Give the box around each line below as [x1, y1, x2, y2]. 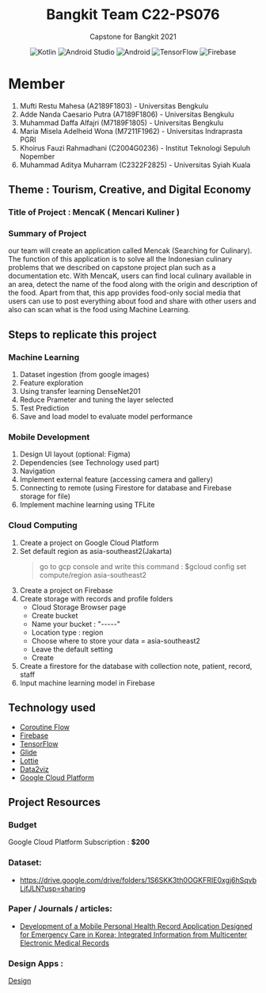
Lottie [19, 755, 39, 766]
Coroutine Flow [19, 722, 70, 731]
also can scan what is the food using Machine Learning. [8, 305, 191, 315]
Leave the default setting [31, 644, 113, 654]
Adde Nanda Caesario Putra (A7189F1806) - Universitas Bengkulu [19, 109, 235, 119]
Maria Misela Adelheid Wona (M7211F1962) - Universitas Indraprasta [19, 126, 243, 136]
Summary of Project [8, 228, 87, 239]
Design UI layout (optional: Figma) [19, 449, 131, 459]
